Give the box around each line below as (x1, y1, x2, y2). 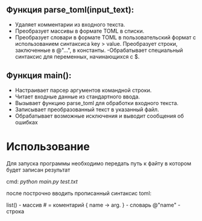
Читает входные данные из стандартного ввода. (14, 93, 140, 100)
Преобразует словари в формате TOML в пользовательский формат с (14, 33, 196, 41)
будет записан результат (6, 166, 71, 173)
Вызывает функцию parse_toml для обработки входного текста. (14, 99, 179, 106)
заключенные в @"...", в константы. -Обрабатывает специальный (14, 46, 183, 54)
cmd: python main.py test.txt (6, 178, 78, 185)
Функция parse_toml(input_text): (6, 5, 134, 15)
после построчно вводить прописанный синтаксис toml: (6, 190, 152, 197)
